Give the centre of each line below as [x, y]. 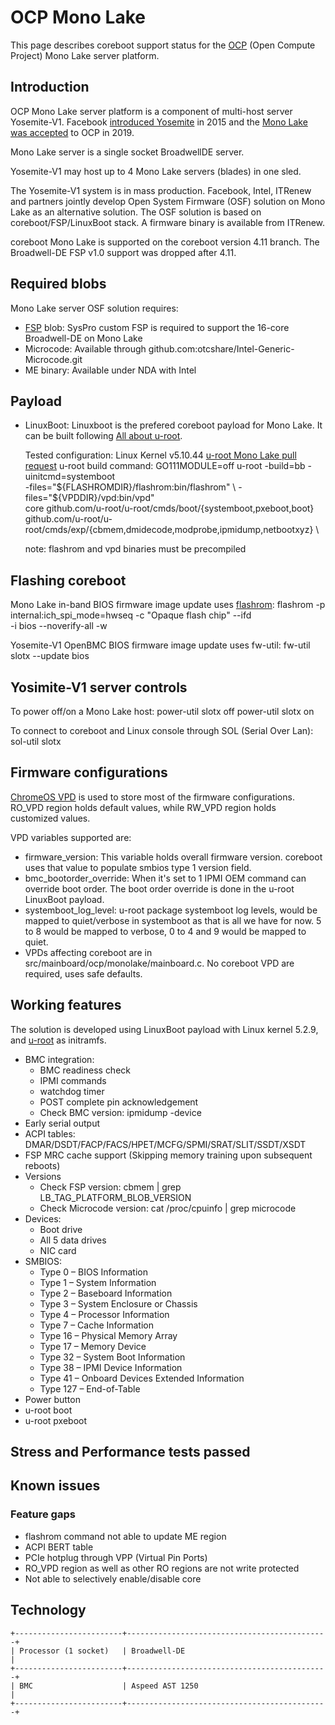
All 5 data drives [73, 1240]
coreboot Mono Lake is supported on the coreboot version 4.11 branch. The [165, 242]
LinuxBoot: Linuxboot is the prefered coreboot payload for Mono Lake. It [173, 425]
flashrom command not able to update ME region [125, 1536]
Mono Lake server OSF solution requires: [94, 308]
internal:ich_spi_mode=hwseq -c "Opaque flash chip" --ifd [131, 615]
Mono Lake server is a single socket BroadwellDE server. [127, 152]
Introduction [50, 87]
